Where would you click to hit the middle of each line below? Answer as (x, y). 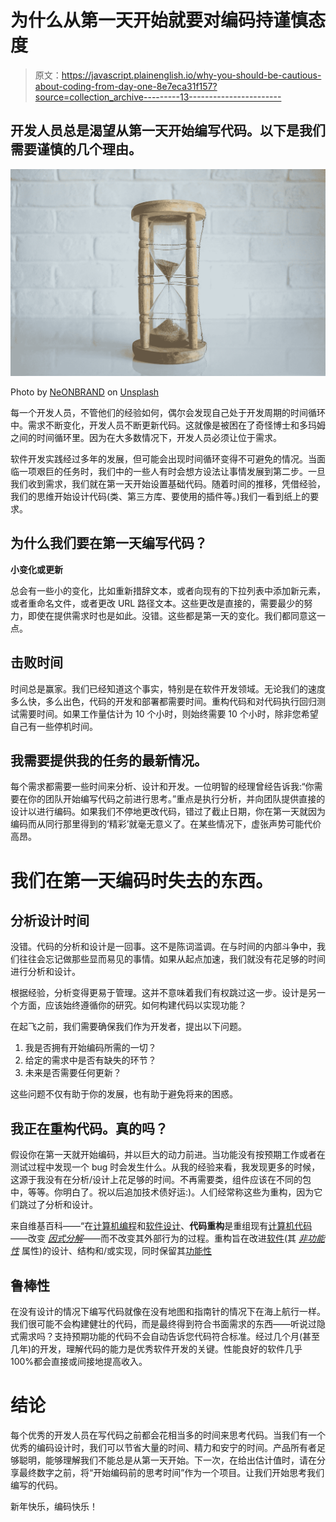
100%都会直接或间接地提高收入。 (79, 1362)
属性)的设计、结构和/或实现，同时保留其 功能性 (117, 1251)
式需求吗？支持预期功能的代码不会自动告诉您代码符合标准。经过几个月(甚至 (165, 1337)
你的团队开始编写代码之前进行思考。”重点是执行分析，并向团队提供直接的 (176, 799)
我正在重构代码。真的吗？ (89, 1128)
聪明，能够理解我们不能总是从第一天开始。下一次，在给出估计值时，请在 (167, 1460)
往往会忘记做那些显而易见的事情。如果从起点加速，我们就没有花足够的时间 (172, 959)
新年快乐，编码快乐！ (54, 1506)
